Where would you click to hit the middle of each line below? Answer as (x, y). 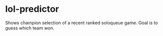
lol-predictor (32, 9)
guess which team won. (30, 28)
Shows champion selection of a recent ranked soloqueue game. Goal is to (82, 23)
